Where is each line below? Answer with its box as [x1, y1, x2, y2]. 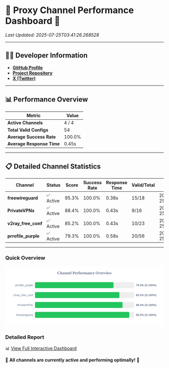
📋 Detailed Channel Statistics [5, 162, 101, 171]
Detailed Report [5, 333, 44, 340]
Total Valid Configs [7, 127, 49, 133]
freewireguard [7, 195, 38, 201]
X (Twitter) [12, 75, 36, 81]
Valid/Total [131, 182, 155, 188]
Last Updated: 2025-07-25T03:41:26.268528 [5, 32, 100, 38]
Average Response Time [7, 141, 60, 147]
